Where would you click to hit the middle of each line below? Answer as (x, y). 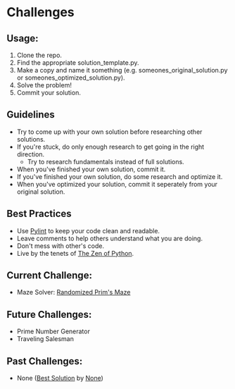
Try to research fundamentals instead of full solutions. (106, 161)
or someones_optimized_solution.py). (71, 78)
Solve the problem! (44, 85)
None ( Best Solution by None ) (60, 378)
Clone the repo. (39, 55)
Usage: (23, 38)
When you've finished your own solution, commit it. (91, 169)
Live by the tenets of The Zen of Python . (75, 253)
